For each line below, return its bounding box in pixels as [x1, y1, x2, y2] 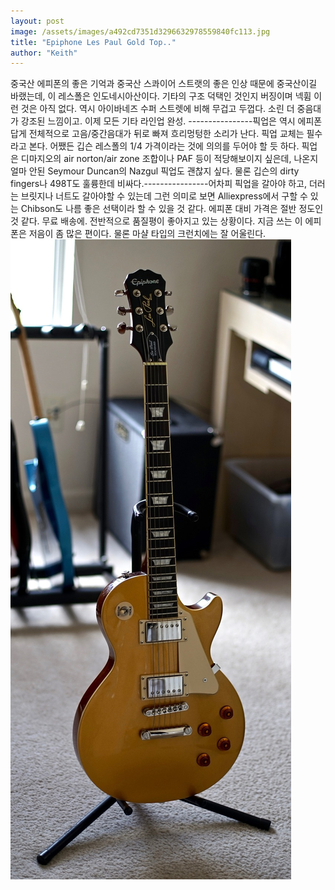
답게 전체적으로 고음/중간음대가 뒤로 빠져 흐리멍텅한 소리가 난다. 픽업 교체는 [10, 128, 305, 140]
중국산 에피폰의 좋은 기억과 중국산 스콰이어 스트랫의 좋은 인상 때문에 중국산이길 [10, 78, 318, 90]
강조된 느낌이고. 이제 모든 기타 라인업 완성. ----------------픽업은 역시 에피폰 [20, 115, 323, 127]
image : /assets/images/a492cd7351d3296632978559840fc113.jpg [10, 26, 271, 37]
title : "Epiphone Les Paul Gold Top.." [10, 37, 177, 47]
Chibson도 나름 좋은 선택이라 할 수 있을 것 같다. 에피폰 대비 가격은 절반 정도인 [20, 203, 324, 215]
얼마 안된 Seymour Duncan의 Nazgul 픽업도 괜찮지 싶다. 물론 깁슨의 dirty [10, 165, 300, 177]
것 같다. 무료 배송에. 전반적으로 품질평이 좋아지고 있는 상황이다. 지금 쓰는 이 [10, 215, 303, 227]
